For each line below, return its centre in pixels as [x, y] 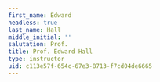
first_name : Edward [40, 15]
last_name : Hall [35, 30]
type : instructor [36, 59]
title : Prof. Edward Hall [50, 52]
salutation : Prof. [38, 45]
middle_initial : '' [40, 37]
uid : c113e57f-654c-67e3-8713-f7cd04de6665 [80, 66]
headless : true [33, 23]
